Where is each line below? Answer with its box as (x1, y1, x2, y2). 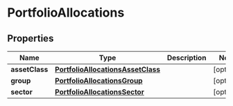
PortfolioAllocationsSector (54, 87, 144, 96)
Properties (7, 33, 54, 44)
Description (166, 53, 207, 62)
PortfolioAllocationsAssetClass (54, 64, 161, 74)
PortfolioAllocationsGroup (54, 76, 144, 85)
